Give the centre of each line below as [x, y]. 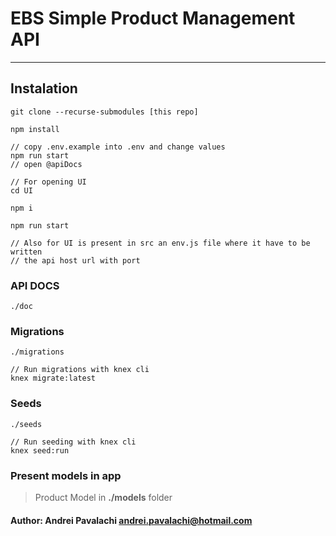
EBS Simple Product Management [153, 18]
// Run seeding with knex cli [73, 442]
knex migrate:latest [53, 378]
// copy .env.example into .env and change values [118, 147]
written [26, 252]
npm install [35, 129]
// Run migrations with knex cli [80, 370]
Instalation [44, 88]
